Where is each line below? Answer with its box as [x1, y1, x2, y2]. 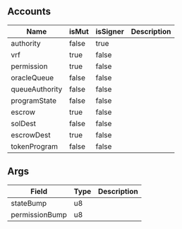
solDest [11, 118, 37, 128]
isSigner [95, 26, 125, 36]
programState [11, 95, 56, 105]
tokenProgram [11, 141, 59, 151]
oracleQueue [11, 73, 54, 82]
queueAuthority [11, 84, 63, 94]
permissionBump [11, 209, 67, 219]
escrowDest [11, 130, 51, 140]
